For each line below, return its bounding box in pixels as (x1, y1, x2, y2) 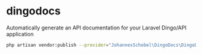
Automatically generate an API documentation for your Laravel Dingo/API (6, 24, 187, 31)
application (6, 30, 34, 37)
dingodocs (6, 4, 61, 18)
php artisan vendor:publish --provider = (6, 42, 109, 48)
